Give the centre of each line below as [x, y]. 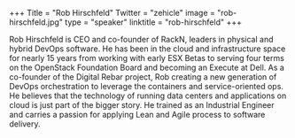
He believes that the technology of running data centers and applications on [148, 96]
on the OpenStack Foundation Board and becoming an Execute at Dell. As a [147, 67]
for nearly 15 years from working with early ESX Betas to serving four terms [147, 58]
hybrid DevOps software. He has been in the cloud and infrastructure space [147, 49]
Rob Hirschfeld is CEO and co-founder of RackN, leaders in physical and [141, 39]
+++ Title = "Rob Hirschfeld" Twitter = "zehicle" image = [112, 13]
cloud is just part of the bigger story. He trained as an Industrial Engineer [142, 105]
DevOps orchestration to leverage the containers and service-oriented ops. [146, 86]
